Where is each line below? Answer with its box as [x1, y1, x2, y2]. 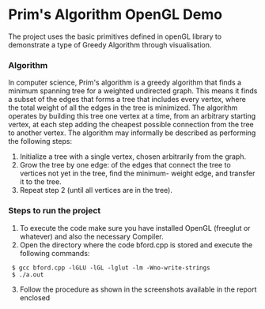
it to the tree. [19, 177, 62, 187]
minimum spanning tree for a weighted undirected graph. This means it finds [8, 86, 258, 96]
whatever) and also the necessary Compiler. [19, 232, 164, 241]
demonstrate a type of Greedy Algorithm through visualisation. [8, 40, 212, 49]
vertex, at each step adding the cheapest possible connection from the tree [8, 120, 255, 130]
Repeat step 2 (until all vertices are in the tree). [19, 186, 172, 195]
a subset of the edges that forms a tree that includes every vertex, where [8, 95, 247, 104]
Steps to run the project [8, 205, 101, 217]
